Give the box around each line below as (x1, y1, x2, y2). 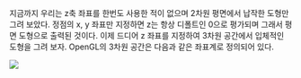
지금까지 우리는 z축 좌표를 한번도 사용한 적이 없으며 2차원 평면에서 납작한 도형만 (9, 8, 289, 18)
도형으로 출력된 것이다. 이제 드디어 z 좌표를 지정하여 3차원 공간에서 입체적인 (18, 30, 285, 40)
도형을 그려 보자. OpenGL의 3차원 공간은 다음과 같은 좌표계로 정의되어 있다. (9, 41, 274, 52)
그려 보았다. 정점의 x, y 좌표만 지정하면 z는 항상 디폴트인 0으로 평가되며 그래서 (9, 19, 283, 30)
